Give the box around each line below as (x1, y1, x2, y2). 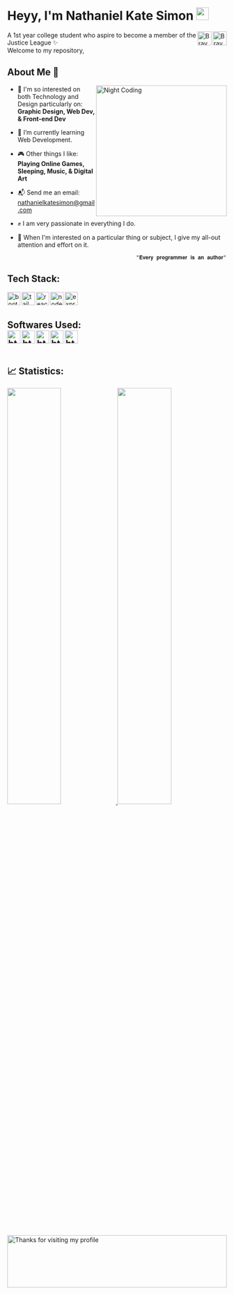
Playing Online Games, (17, 159, 85, 167)
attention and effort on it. (17, 241, 89, 249)
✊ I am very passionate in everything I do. (17, 219, 136, 227)
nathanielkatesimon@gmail (17, 198, 95, 206)
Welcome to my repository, (7, 46, 85, 54)
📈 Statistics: (7, 365, 64, 377)
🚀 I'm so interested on (17, 84, 81, 93)
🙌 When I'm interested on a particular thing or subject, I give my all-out (17, 233, 221, 241)
